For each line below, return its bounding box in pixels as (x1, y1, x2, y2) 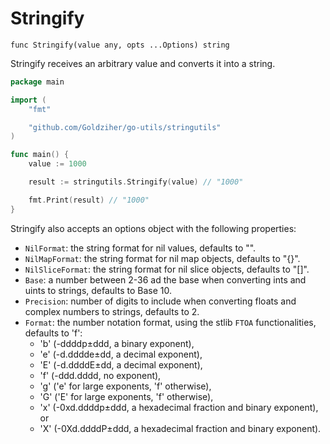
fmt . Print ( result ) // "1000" (28, 195, 150, 205)
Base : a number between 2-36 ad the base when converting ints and (24, 273, 307, 286)
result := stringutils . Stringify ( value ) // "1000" (28, 177, 244, 187)
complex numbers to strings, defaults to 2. (24, 305, 200, 317)
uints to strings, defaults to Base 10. (24, 284, 172, 296)
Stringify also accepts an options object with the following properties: (10, 222, 297, 234)
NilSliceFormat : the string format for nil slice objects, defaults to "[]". (24, 263, 310, 275)
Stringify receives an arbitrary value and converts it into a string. (10, 57, 276, 69)
